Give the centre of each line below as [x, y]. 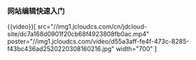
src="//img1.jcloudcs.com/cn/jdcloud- [92, 27]
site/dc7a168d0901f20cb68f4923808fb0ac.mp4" [78, 34]
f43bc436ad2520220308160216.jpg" [61, 49]
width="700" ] [136, 49]
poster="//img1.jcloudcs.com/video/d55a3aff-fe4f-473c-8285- [98, 42]
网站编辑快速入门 [36, 10]
